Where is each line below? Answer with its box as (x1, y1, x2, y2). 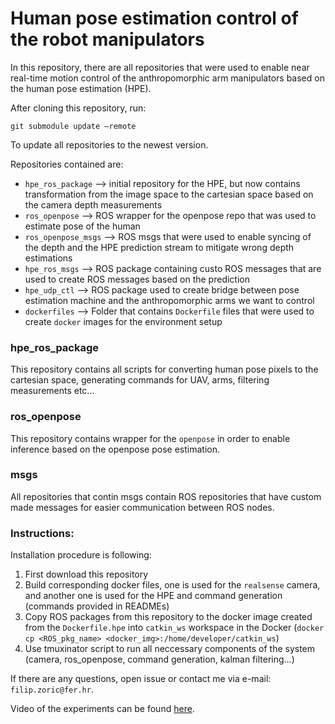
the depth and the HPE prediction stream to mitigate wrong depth (24, 241, 295, 253)
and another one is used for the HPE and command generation (24, 590, 283, 602)
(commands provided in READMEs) (24, 600, 170, 612)
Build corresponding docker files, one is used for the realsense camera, (24, 579, 321, 591)
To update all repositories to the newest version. (10, 138, 209, 151)
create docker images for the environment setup (24, 315, 223, 327)
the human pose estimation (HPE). (10, 82, 152, 94)
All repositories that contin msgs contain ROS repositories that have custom (10, 490, 322, 502)
